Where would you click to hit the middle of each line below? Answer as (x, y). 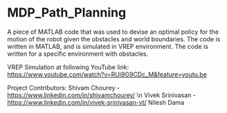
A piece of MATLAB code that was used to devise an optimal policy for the (113, 32)
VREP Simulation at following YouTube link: (68, 67)
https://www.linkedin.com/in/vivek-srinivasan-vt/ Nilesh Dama (96, 102)
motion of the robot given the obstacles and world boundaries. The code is (114, 39)
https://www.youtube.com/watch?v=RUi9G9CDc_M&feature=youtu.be (107, 74)
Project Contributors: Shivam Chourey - (63, 88)
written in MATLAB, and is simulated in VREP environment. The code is (108, 46)
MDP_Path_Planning (67, 13)
